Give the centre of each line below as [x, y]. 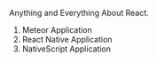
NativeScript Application [67, 49]
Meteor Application [57, 30]
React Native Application [67, 39]
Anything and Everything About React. [79, 13]
